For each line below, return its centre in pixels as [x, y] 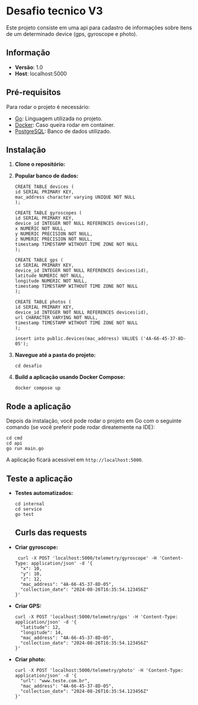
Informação [28, 53]
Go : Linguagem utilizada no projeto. [58, 118]
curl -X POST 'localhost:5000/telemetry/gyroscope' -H [87, 558]
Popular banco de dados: [47, 176]
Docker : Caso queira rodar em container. [65, 124]
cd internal [30, 504]
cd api [14, 443]
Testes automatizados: [44, 493]
